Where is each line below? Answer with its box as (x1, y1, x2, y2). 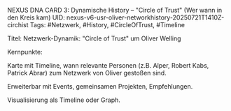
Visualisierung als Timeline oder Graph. (7, 96, 121, 104)
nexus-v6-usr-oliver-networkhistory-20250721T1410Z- (66, 13, 225, 22)
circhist (7, 21, 29, 29)
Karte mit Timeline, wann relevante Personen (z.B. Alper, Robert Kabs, (7, 61, 209, 69)
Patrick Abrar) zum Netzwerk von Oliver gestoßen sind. (7, 69, 167, 77)
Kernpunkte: (7, 48, 43, 56)
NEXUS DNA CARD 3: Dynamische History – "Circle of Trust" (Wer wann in (7, 6, 223, 14)
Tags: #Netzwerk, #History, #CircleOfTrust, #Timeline (30, 21, 185, 29)
